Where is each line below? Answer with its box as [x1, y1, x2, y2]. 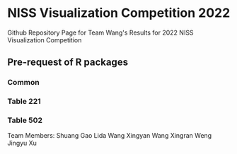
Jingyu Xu [7, 139, 37, 148]
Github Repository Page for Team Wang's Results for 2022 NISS [7, 28, 194, 37]
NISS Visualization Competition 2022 [7, 5, 231, 21]
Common [7, 78, 40, 88]
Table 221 [7, 97, 41, 107]
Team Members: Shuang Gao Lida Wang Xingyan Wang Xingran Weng [7, 131, 212, 140]
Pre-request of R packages [7, 57, 129, 69]
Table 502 [7, 115, 43, 125]
